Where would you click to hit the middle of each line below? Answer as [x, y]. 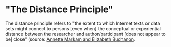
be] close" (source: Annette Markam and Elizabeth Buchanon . [70, 39]
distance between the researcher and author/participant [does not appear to [86, 34]
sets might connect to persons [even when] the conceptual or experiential [83, 28]
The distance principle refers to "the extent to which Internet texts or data [83, 23]
